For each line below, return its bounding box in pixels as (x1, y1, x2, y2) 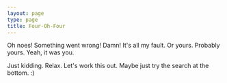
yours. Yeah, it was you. (7, 48, 75, 56)
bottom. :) (7, 69, 35, 77)
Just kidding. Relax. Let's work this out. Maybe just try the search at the (7, 62, 209, 70)
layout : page (7, 10, 44, 17)
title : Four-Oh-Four (7, 22, 66, 29)
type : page (7, 16, 38, 23)
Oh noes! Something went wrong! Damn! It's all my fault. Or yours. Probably (7, 41, 220, 50)
